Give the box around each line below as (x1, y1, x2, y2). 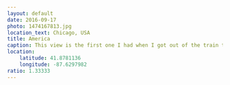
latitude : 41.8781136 (19, 55, 81, 62)
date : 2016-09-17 (7, 16, 57, 23)
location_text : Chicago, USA (7, 29, 90, 36)
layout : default (7, 10, 53, 17)
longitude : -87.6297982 (19, 61, 88, 68)
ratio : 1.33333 (7, 67, 51, 74)
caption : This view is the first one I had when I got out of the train (7, 42, 219, 49)
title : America (7, 36, 51, 42)
